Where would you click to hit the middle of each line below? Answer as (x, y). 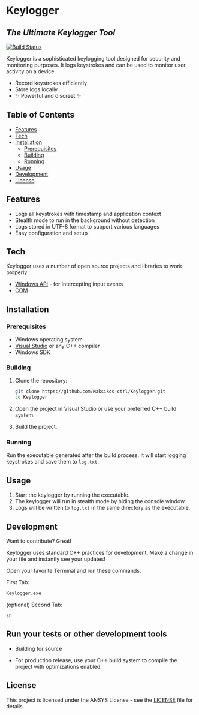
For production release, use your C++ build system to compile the (96, 660)
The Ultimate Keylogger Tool (61, 33)
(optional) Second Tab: (34, 605)
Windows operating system (49, 340)
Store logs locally (36, 89)
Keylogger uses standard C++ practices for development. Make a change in (100, 553)
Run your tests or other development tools (87, 634)
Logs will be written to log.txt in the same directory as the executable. (102, 508)
